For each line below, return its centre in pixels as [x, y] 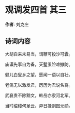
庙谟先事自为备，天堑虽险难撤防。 [39, 64]
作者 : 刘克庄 [17, 24]
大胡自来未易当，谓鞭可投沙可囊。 [39, 54]
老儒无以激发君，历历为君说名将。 [39, 85]
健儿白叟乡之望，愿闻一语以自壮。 [39, 75]
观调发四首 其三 [36, 10]
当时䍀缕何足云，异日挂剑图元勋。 [39, 106]
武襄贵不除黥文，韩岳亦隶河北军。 [39, 95]
